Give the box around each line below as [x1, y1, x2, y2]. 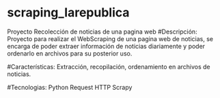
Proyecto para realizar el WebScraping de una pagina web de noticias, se [7, 34, 214, 42]
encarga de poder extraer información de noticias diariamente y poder [7, 42, 206, 50]
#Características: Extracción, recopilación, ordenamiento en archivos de [7, 62, 210, 71]
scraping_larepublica [7, 5, 130, 21]
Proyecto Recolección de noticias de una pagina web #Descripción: [7, 27, 197, 36]
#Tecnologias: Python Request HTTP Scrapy [7, 83, 133, 91]
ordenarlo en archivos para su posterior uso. [7, 49, 133, 58]
